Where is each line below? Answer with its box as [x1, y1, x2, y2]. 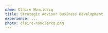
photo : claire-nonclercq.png [5, 20, 64, 26]
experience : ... [5, 16, 38, 21]
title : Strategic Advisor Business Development [5, 12, 104, 16]
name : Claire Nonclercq [5, 7, 54, 12]
